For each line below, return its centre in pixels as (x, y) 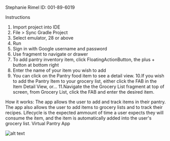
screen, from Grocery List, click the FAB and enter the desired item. (83, 92)
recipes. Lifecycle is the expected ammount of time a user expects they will (84, 112)
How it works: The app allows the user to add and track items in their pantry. (86, 102)
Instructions (18, 17)
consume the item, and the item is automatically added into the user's (78, 118)
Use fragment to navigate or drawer (50, 54)
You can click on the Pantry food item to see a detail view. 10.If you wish (88, 76)
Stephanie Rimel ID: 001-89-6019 (40, 7)
